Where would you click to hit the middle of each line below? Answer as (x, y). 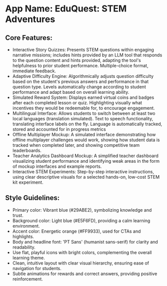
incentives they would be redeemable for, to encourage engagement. (83, 108)
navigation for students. (37, 268)
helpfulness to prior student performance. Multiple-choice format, (80, 66)
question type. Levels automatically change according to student (79, 87)
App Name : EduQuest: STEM (66, 9)
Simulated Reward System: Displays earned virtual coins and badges (83, 97)
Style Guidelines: (32, 198)
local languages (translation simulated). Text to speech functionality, (83, 119)
